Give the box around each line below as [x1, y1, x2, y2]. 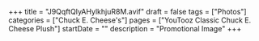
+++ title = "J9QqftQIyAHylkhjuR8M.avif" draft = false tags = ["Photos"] [8, 7, 247, 16]
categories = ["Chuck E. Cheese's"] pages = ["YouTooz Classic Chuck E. [8, 15, 252, 25]
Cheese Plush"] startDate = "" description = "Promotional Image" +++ [8, 24, 242, 33]
